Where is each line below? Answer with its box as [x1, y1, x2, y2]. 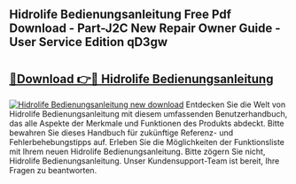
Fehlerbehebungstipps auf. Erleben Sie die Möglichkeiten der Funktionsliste [9, 137, 285, 147]
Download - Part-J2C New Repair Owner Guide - [9, 21, 281, 36]
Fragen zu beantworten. [9, 165, 97, 175]
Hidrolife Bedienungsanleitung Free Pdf [9, 7, 232, 22]
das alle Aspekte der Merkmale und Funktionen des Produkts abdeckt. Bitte [9, 119, 285, 128]
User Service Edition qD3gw [9, 34, 168, 50]
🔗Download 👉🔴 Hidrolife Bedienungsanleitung [9, 71, 274, 87]
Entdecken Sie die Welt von [185, 99, 286, 110]
